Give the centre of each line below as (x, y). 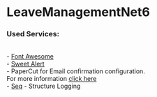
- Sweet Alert (25, 64)
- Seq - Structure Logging (44, 86)
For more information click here (52, 79)
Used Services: (33, 34)
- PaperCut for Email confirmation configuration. (76, 71)
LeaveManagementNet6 (78, 12)
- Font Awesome (30, 57)
